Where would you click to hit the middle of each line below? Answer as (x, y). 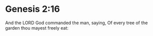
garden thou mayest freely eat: (37, 28)
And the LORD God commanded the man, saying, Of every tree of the (76, 23)
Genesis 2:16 (32, 9)
